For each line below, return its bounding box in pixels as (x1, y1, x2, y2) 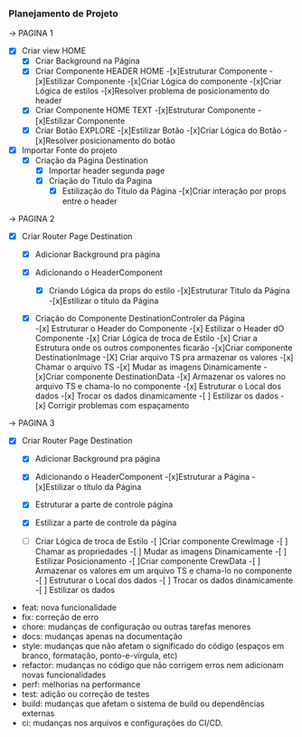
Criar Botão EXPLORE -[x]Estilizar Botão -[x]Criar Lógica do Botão (34, 125, 282, 136)
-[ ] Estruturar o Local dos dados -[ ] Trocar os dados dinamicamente (34, 574, 294, 586)
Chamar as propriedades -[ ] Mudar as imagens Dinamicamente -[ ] (34, 546, 287, 557)
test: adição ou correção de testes (21, 688, 150, 699)
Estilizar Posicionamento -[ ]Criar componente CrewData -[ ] (34, 555, 261, 566)
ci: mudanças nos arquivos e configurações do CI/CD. (21, 717, 223, 728)
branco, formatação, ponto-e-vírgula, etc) (21, 650, 178, 661)
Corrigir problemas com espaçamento (47, 400, 190, 411)
